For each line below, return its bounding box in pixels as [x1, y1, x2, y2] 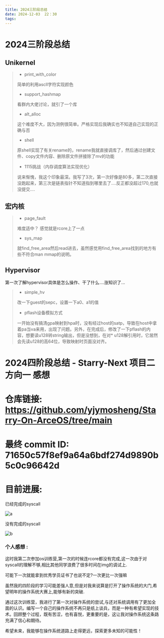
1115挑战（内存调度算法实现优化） [24, 164, 92, 170]
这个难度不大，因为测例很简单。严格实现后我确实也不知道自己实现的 [17, 121, 154, 127]
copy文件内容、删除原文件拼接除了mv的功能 [25, 154, 115, 159]
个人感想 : [5, 544, 28, 550]
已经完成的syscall [5, 501, 41, 506]
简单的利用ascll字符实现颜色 [17, 82, 74, 88]
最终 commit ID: [5, 439, 69, 450]
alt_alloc [24, 111, 41, 117]
